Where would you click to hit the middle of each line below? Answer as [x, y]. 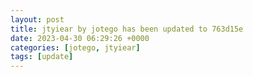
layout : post [37, 19]
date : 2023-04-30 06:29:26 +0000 [80, 38]
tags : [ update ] [42, 57]
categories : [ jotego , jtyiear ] [75, 47]
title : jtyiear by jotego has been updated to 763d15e [127, 29]
